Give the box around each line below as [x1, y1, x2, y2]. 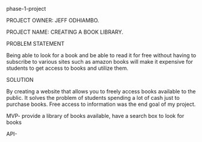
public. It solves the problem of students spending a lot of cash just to [6, 94, 180, 101]
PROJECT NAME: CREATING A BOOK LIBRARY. [6, 28, 124, 35]
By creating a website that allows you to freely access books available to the [6, 88, 196, 95]
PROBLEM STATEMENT [6, 40, 65, 47]
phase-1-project [6, 5, 46, 12]
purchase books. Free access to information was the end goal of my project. [6, 100, 196, 108]
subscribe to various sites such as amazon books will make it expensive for [6, 58, 194, 65]
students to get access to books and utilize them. [6, 64, 128, 72]
